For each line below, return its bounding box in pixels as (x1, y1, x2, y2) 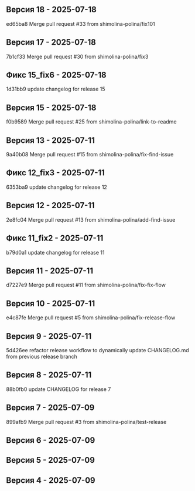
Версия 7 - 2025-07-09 (6, 403, 95, 413)
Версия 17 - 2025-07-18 (6, 38, 97, 48)
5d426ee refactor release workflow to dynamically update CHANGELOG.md (6, 346, 189, 353)
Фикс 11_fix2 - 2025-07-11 (6, 233, 104, 243)
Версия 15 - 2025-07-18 (6, 102, 97, 112)
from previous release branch (6, 353, 78, 360)
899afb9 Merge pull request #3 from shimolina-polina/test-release (6, 418, 167, 425)
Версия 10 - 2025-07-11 (6, 298, 95, 308)
